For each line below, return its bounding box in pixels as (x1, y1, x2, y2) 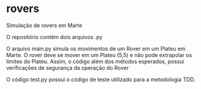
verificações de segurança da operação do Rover (6, 64, 129, 71)
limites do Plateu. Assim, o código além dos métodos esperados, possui (6, 58, 185, 65)
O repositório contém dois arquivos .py (6, 33, 103, 40)
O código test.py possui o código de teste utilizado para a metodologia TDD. (6, 76, 196, 83)
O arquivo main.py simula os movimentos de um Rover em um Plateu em (6, 44, 185, 52)
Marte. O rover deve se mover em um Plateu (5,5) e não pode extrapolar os (6, 51, 193, 58)
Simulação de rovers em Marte (6, 22, 82, 29)
